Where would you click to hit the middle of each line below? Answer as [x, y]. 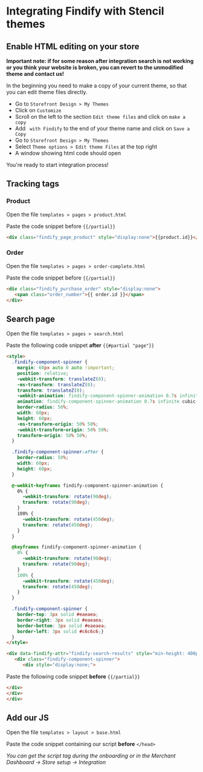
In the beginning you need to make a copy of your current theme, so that [97, 86]
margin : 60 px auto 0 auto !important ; [66, 368]
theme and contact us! [35, 74]
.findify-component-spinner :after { [58, 452]
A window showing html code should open [68, 153]
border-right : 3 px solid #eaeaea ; [60, 620]
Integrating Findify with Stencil [85, 11]
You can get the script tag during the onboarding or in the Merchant [91, 756]
